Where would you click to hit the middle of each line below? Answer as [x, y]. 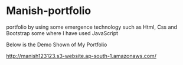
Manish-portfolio [49, 11]
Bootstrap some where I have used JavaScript [62, 33]
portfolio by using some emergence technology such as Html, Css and [92, 27]
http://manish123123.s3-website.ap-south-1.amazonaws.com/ [81, 56]
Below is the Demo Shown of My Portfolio [57, 45]
